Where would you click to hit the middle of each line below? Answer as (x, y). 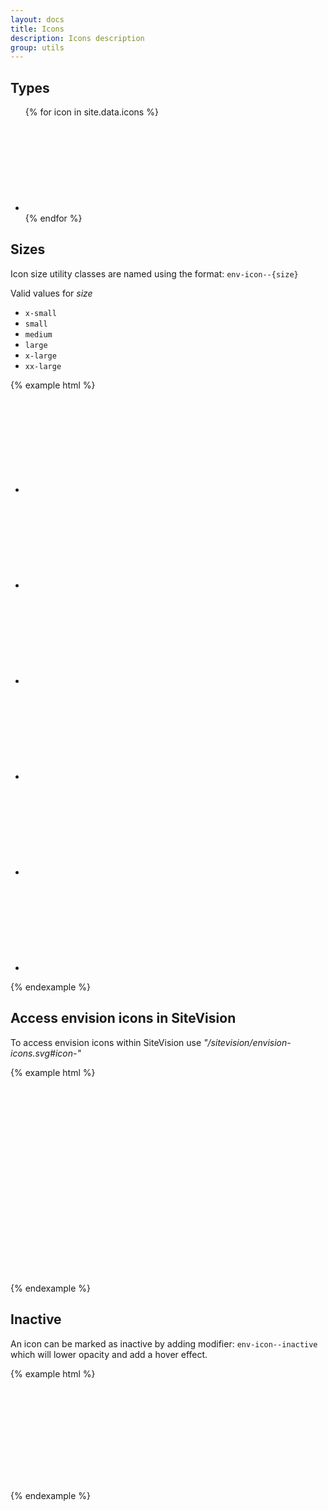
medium (38, 334)
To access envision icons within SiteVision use (106, 1042)
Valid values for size (51, 293)
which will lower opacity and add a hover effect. (109, 1354)
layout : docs (37, 19)
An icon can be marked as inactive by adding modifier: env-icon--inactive (164, 1343)
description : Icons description (77, 38)
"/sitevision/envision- (247, 1042)
